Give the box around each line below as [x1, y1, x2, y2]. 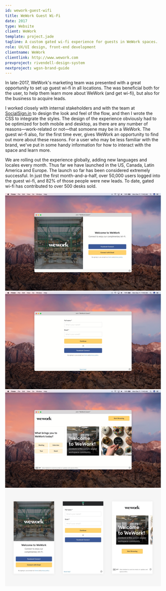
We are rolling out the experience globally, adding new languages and [5, 157, 147, 163]
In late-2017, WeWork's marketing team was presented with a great [5, 80, 141, 86]
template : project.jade [5, 34, 54, 39]
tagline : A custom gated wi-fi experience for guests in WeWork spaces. [5, 40, 158, 45]
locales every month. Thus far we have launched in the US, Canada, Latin [5, 162, 155, 168]
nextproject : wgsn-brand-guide [5, 65, 70, 70]
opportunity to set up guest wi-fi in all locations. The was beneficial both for [5, 85, 160, 91]
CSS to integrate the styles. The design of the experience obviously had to [5, 116, 157, 121]
